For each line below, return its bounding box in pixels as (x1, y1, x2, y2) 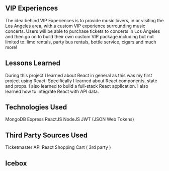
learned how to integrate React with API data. (5, 88, 99, 94)
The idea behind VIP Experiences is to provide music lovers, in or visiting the (5, 17, 164, 23)
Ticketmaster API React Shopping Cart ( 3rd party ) (5, 144, 111, 150)
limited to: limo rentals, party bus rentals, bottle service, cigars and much (5, 39, 157, 45)
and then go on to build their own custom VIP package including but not (5, 33, 154, 39)
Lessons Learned (5, 59, 60, 68)
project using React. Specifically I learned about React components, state (5, 78, 157, 84)
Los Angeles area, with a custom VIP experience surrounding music (5, 23, 146, 29)
